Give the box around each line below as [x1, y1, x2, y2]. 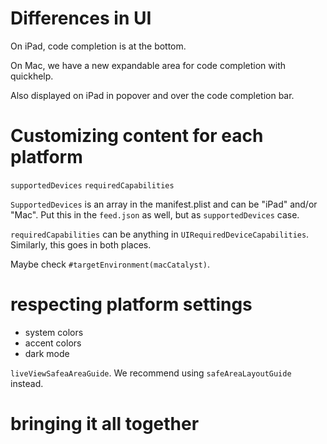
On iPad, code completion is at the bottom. [10, 40, 187, 52]
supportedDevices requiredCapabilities [10, 180, 175, 191]
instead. [10, 377, 44, 389]
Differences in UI [10, 7, 152, 30]
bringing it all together [10, 413, 200, 435]
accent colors [24, 337, 82, 349]
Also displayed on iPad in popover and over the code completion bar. [10, 89, 295, 101]
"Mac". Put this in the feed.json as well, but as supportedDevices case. [10, 208, 300, 221]
